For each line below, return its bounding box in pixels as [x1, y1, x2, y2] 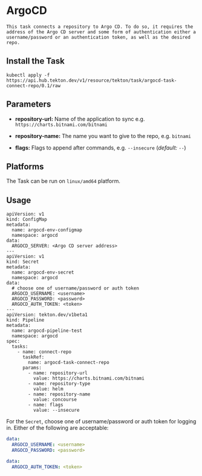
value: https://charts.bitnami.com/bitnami [33, 375, 145, 382]
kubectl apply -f [6, 72, 50, 78]
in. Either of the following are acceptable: [6, 425, 109, 432]
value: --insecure [33, 407, 80, 414]
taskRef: [22, 354, 45, 360]
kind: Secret [6, 259, 39, 265]
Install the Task [6, 56, 65, 67]
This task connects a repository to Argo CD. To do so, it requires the [6, 24, 194, 30]
